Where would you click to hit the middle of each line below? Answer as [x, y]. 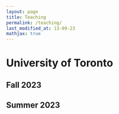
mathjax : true [24, 34]
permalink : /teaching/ [34, 23]
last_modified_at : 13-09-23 [41, 28]
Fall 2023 [24, 85]
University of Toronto [60, 63]
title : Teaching [26, 17]
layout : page [22, 12]
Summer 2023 [33, 105]
